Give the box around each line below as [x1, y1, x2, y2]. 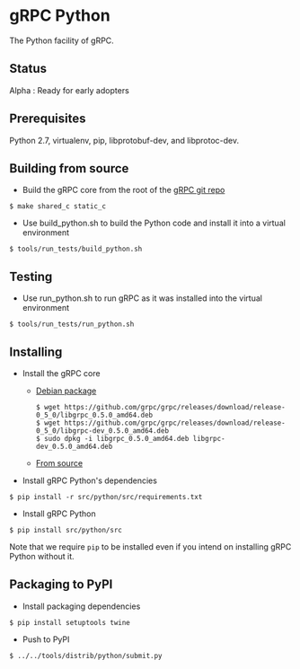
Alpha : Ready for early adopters [9, 84, 130, 95]
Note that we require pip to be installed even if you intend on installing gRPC [9, 541, 292, 552]
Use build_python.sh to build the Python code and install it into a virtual [22, 217, 286, 229]
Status [9, 61, 48, 76]
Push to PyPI [22, 634, 70, 645]
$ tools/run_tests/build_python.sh [9, 244, 143, 254]
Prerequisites [9, 111, 86, 127]
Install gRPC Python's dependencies [22, 475, 157, 486]
